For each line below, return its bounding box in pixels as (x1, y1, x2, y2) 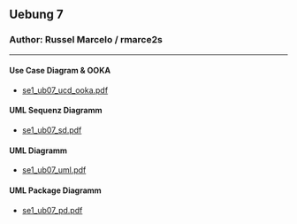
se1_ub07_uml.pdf (21, 165, 87, 175)
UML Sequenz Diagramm (9, 105, 103, 116)
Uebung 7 (9, 7, 64, 22)
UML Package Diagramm (9, 185, 102, 196)
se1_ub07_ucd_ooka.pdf (21, 84, 109, 96)
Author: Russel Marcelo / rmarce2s (9, 34, 164, 46)
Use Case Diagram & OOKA (9, 66, 111, 76)
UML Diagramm (9, 145, 68, 156)
